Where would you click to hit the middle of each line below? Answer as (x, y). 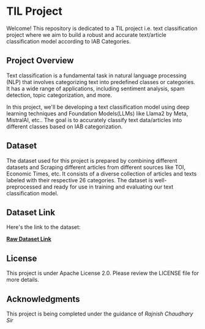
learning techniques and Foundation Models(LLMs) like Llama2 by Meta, (97, 113)
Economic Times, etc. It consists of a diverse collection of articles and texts (102, 174)
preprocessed (24, 187)
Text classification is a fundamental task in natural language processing (96, 75)
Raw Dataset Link (29, 239)
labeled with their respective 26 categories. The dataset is (80, 180)
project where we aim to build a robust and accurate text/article (86, 34)
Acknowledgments (43, 299)
